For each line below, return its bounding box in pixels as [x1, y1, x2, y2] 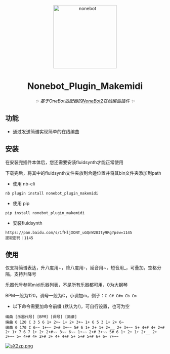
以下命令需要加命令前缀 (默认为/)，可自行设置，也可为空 [12, 303, 130, 309]
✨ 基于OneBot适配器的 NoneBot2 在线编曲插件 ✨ [35, 98, 135, 104]
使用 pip [12, 200, 30, 206]
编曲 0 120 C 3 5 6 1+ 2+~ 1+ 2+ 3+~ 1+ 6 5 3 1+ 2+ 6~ [5, 320, 124, 325]
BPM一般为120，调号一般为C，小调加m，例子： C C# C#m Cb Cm [5, 293, 137, 299]
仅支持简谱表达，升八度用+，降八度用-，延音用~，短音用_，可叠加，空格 [5, 265, 157, 271]
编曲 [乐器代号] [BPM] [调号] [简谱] [5, 314, 77, 320]
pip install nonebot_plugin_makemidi [5, 210, 85, 215]
